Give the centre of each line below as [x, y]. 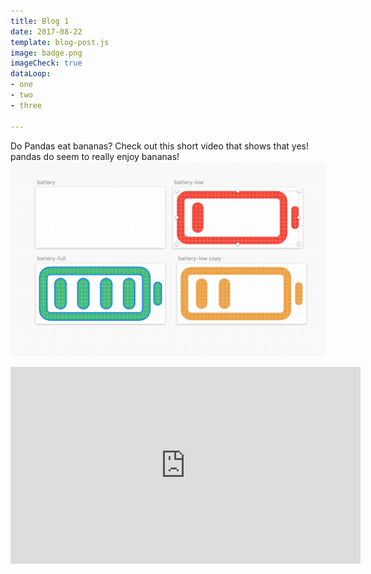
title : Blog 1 [40, 21]
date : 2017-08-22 [46, 31]
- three [26, 105]
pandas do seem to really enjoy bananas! [95, 156]
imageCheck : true [46, 63]
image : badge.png [46, 53]
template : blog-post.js [60, 42]
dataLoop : [31, 74]
